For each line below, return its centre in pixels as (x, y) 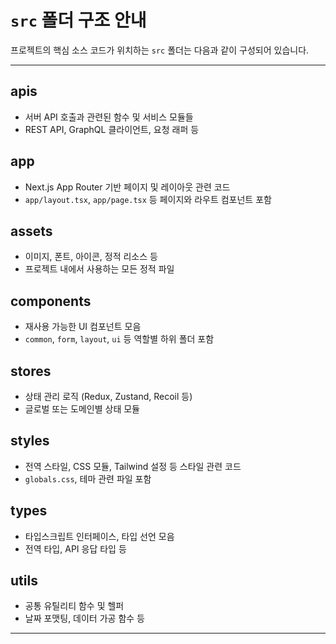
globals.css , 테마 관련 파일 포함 (88, 478)
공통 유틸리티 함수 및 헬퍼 (74, 606)
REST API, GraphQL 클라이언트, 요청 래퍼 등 (112, 129)
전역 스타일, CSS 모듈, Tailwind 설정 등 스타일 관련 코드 (133, 466)
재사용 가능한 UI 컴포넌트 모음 (83, 327)
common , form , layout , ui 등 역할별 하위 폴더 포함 (119, 339)
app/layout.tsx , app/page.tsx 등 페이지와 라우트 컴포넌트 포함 (148, 199)
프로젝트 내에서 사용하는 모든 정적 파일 (99, 269)
